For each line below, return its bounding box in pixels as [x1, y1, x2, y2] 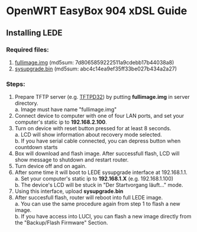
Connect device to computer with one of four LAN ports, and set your [14, 112, 185, 120]
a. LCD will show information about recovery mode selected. [14, 131, 162, 138]
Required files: [6, 46, 49, 54]
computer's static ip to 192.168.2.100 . [14, 118, 108, 125]
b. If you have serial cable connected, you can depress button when [14, 137, 181, 144]
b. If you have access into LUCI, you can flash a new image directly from [14, 213, 192, 220]
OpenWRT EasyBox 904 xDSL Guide [6, 4, 188, 18]
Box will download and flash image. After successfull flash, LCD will [14, 150, 180, 157]
